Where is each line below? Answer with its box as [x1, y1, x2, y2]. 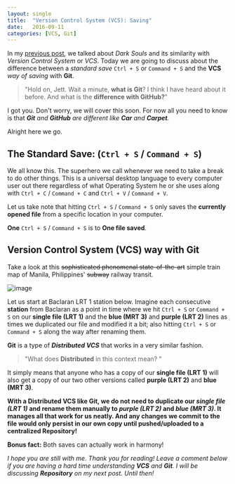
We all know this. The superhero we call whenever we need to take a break [7, 167, 224, 175]
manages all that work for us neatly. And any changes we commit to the [7, 412, 220, 420]
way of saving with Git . [7, 72, 74, 80]
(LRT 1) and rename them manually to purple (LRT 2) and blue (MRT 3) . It [7, 404, 222, 412]
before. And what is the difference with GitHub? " [24, 93, 168, 101]
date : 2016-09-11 [7, 23, 65, 30]
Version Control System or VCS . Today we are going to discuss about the [7, 57, 219, 65]
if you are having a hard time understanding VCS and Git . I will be [7, 461, 199, 470]
